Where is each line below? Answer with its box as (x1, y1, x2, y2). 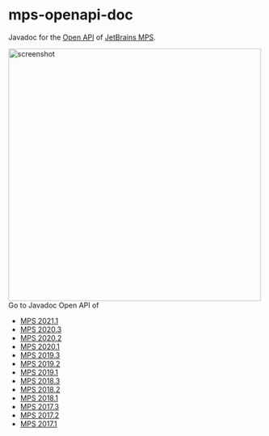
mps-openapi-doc (8, 6, 133, 24)
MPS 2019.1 (19, 367, 59, 377)
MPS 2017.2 (19, 410, 60, 420)
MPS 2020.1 (19, 342, 61, 351)
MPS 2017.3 (19, 401, 59, 411)
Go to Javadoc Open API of (8, 300, 99, 310)
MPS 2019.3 (19, 350, 61, 360)
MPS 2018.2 (19, 384, 61, 394)
